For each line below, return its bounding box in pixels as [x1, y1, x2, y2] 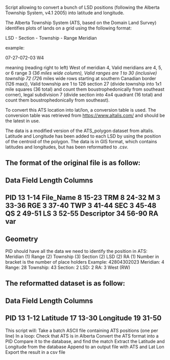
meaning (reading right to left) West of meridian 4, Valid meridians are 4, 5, [5, 65, 162, 70]
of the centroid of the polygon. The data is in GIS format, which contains [5, 139, 157, 144]
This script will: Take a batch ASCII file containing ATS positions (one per [5, 327, 158, 333]
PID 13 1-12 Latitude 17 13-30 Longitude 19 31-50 [5, 314, 162, 323]
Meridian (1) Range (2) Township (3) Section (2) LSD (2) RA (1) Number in [5, 253, 159, 260]
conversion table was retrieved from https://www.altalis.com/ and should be [5, 112, 165, 118]
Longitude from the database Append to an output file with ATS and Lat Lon [5, 344, 164, 350]
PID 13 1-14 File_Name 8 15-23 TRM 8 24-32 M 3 [5, 193, 161, 202]
